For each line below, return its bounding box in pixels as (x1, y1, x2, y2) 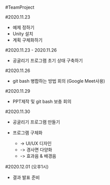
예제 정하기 (12, 25, 35, 30)
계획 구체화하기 (12, 37, 43, 43)
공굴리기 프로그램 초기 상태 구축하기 (12, 57, 83, 64)
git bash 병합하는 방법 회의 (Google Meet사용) (12, 78, 105, 84)
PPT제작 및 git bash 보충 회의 (12, 98, 72, 104)
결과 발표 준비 (12, 174, 40, 180)
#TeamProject (5, 5, 34, 10)
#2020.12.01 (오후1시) (5, 164, 49, 169)
